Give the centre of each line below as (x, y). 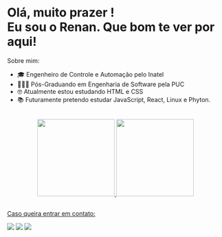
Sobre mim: (23, 60)
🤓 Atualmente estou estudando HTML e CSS (80, 91)
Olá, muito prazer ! (61, 13)
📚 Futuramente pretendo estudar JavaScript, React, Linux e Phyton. (114, 99)
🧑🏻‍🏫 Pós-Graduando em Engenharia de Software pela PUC (101, 84)
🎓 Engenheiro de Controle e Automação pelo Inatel (90, 74)
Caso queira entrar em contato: (52, 214)
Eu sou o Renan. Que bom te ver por (111, 27)
